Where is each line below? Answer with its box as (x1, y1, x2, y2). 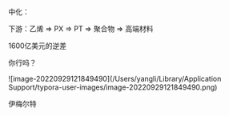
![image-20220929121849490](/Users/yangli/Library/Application (8, 74, 222, 83)
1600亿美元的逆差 (8, 41, 67, 50)
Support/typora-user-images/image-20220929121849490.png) (8, 82, 218, 92)
